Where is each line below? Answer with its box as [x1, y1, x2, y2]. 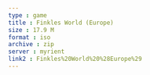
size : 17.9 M [8, 26, 55, 34]
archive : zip [8, 41, 55, 48]
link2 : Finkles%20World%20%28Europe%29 [8, 55, 143, 63]
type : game [8, 11, 47, 20]
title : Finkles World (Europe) [8, 19, 114, 27]
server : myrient [8, 48, 65, 55]
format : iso [8, 33, 51, 41]
